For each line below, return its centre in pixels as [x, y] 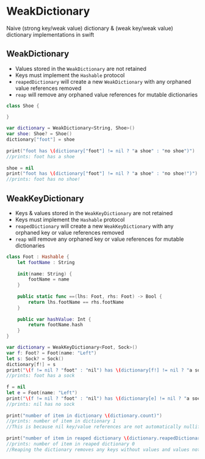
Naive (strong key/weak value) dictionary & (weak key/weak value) [90, 28]
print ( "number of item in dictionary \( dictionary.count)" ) [85, 416]
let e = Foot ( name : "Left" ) [42, 393]
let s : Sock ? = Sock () [35, 359]
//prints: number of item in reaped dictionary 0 [71, 444]
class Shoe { [23, 106]
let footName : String [46, 262]
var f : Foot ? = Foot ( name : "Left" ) [52, 353]
